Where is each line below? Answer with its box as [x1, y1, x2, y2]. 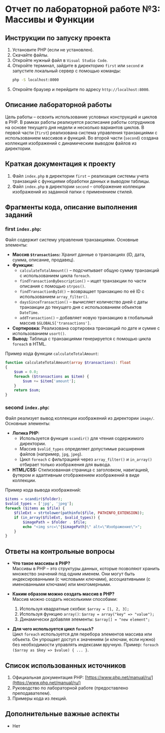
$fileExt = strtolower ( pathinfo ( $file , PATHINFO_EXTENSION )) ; [14, 511, 144, 516]
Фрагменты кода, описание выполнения [5, 203, 137, 211]
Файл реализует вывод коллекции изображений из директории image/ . [5, 415, 155, 421]
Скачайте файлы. [12, 52, 49, 58]
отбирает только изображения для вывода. [19, 462, 111, 468]
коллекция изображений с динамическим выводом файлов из [5, 140, 137, 146]
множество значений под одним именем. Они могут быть [12, 571, 135, 577]
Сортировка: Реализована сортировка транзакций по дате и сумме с [12, 325, 160, 331]
